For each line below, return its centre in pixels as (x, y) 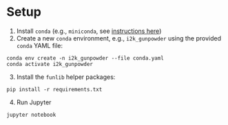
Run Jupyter (34, 102)
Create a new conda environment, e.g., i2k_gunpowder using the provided (119, 38)
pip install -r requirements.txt (54, 89)
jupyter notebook (31, 115)
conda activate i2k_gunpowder (50, 64)
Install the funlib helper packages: (66, 77)
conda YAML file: (40, 45)
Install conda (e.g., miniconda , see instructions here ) (89, 31)
